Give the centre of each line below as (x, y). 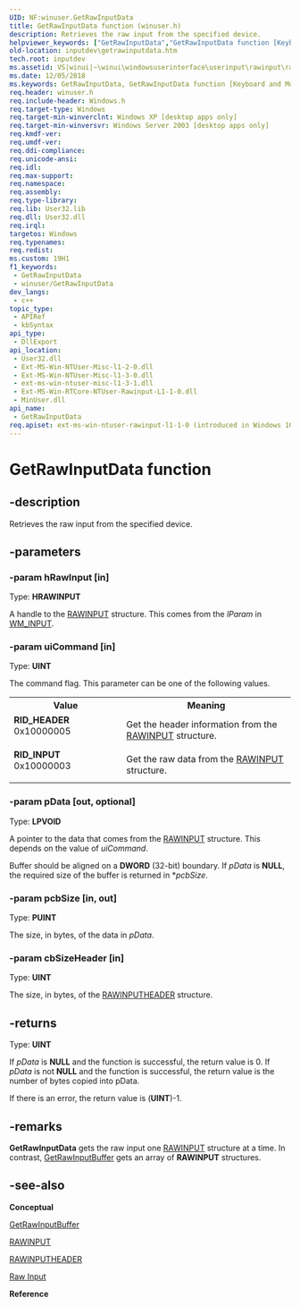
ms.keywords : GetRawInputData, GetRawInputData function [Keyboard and (145, 84)
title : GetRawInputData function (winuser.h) (95, 26)
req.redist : (31, 250)
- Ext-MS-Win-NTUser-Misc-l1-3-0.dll (83, 375)
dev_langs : (29, 292)
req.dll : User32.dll (48, 217)
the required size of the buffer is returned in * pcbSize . (108, 875)
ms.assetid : (31, 68)
